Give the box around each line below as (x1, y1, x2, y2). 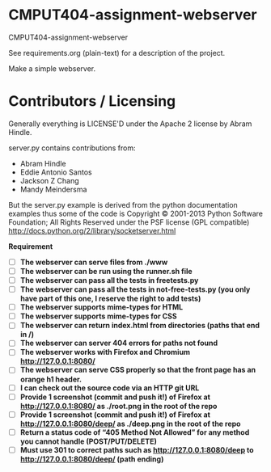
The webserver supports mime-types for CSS (19, 311, 177, 321)
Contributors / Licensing (8, 92, 176, 111)
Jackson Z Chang (19, 175, 79, 185)
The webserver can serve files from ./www (19, 257, 168, 267)
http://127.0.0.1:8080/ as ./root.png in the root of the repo (19, 401, 218, 411)
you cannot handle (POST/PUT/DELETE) (19, 436, 158, 446)
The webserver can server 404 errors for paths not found (19, 338, 218, 348)
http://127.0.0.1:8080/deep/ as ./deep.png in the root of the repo (19, 419, 241, 428)
